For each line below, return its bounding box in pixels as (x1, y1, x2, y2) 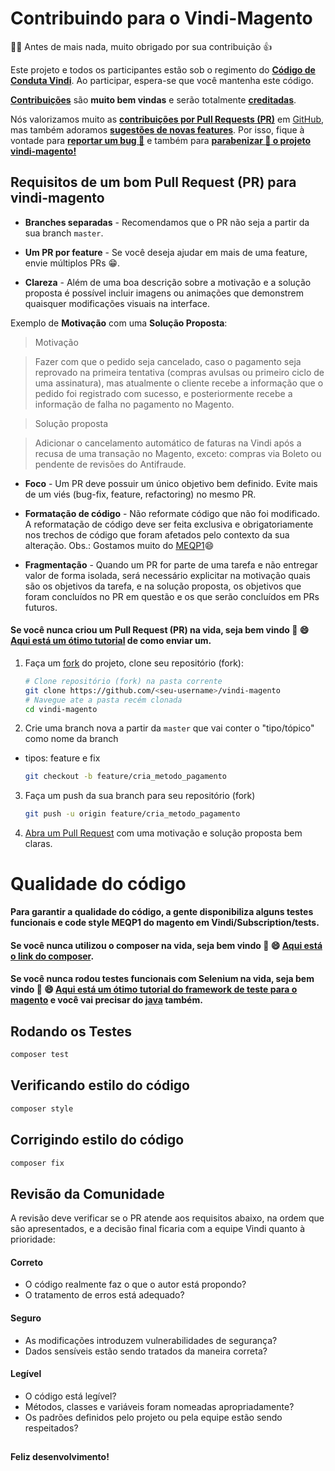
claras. (24, 838, 53, 850)
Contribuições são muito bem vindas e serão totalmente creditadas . (10, 93, 297, 106)
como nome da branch (24, 733, 119, 745)
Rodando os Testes (10, 1023, 133, 1040)
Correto (10, 1256, 44, 1268)
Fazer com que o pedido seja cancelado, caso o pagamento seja (34, 355, 302, 367)
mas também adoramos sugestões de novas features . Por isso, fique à (10, 123, 305, 136)
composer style (10, 1103, 74, 1114)
